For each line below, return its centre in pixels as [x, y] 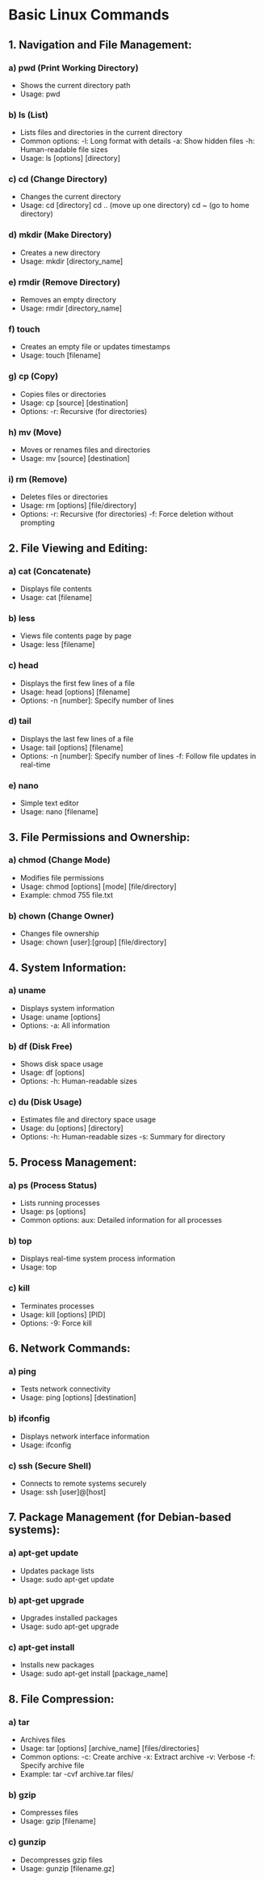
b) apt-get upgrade [46, 1600]
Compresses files [49, 1812]
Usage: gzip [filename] [58, 1821]
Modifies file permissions [62, 877]
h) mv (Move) [35, 432]
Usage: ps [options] [53, 1211]
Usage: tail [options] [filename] [71, 747]
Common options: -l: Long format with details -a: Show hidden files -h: [138, 141]
